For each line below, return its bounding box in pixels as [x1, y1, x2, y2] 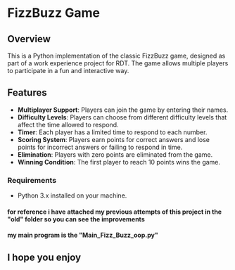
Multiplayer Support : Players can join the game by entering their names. [17, 105, 229, 114]
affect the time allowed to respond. [17, 120, 119, 129]
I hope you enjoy [7, 251, 82, 263]
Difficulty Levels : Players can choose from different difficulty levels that [17, 112, 227, 121]
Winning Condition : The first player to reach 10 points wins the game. [17, 157, 220, 166]
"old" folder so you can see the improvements [7, 214, 146, 223]
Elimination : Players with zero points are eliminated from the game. [17, 150, 213, 159]
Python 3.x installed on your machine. [17, 191, 127, 200]
